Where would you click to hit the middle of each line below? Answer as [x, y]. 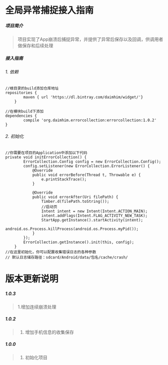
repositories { [21, 93]
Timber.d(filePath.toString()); [75, 201]
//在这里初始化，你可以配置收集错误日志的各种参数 [51, 252]
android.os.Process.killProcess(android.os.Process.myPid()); [72, 229]
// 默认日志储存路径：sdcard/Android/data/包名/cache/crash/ [67, 257]
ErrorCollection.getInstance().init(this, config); [79, 242]
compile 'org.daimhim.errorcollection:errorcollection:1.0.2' [90, 120]
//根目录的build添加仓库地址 [32, 88]
